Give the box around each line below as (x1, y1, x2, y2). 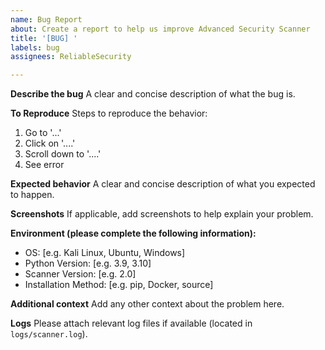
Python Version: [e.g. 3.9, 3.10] (24, 257, 152, 270)
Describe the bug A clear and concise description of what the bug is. (10, 88, 296, 100)
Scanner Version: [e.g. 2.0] (24, 268, 137, 280)
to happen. (10, 189, 55, 201)
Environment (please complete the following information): (10, 227, 257, 240)
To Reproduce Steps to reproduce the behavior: (10, 107, 208, 120)
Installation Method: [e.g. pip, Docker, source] (24, 279, 214, 291)
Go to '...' (24, 127, 62, 139)
